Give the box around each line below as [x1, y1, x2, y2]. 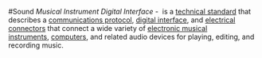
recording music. [8, 41, 64, 50]
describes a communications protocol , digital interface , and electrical [8, 15, 236, 25]
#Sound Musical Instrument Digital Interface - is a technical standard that [8, 7, 252, 16]
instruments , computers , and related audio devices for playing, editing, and [8, 32, 255, 41]
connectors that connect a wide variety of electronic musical [8, 24, 208, 33]
